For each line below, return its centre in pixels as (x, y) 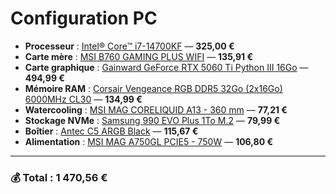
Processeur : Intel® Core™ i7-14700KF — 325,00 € (129, 46)
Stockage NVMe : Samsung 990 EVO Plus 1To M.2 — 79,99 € (152, 120)
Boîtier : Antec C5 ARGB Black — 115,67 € (111, 131)
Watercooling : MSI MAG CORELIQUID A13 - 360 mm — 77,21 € (156, 109)
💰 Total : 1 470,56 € (59, 177)
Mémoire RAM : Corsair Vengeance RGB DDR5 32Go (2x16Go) (153, 88)
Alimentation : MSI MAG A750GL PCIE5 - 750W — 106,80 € (149, 141)
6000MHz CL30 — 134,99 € (83, 99)
